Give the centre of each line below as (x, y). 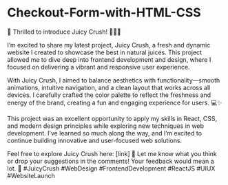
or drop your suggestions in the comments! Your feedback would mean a (111, 161)
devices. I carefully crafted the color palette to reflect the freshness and (109, 95)
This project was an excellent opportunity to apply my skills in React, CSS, (112, 118)
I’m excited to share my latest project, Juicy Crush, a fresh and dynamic (109, 45)
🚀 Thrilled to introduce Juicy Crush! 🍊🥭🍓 (64, 32)
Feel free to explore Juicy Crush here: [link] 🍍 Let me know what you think (112, 153)
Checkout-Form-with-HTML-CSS (104, 13)
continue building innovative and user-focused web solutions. (95, 140)
